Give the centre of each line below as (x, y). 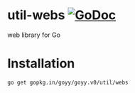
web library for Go (34, 35)
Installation (41, 64)
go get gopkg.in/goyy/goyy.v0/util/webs (68, 82)
